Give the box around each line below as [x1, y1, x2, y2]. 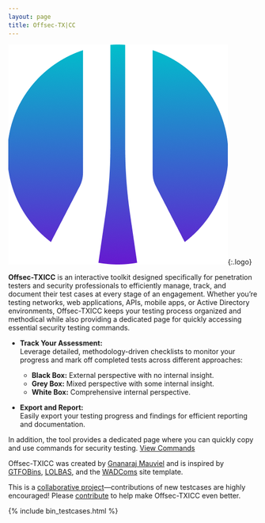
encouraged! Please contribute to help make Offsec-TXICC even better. [8, 491, 241, 500]
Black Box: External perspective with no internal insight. [31, 370, 214, 380]
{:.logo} [228, 257, 252, 266]
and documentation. [19, 419, 85, 429]
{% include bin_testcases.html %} [8, 506, 119, 515]
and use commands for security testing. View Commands [8, 443, 195, 452]
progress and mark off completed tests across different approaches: [19, 355, 243, 365]
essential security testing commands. [8, 323, 131, 332]
